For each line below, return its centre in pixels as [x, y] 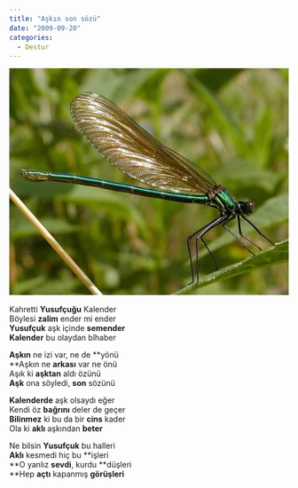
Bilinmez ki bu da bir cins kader [67, 419]
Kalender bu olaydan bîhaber [63, 338]
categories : [31, 37]
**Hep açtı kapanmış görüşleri [67, 474]
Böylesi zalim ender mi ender [63, 319]
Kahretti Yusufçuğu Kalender [63, 310]
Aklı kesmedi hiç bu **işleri [59, 455]
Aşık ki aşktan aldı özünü [55, 374]
